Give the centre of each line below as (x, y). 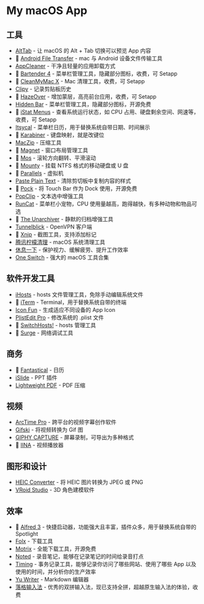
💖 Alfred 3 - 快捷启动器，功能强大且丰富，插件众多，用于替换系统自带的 (106, 527)
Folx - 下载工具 (34, 541)
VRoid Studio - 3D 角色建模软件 (55, 490)
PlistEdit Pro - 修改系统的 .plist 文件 (59, 317)
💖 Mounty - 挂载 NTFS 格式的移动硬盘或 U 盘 (72, 165)
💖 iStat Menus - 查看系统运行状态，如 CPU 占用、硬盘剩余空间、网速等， (107, 112)
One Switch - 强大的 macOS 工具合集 (62, 257)
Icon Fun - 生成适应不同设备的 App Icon (65, 309)
